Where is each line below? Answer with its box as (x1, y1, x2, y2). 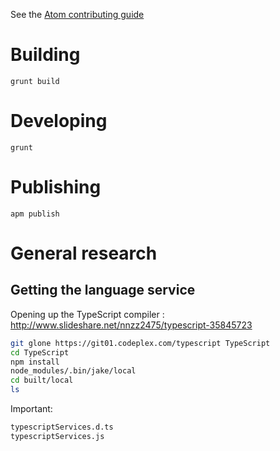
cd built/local (10, 375, 74, 386)
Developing (10, 110, 108, 133)
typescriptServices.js (10, 431, 105, 441)
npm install (10, 357, 60, 367)
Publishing (10, 176, 102, 199)
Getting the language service (10, 282, 196, 299)
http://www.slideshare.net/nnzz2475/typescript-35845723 (10, 319, 253, 331)
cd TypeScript (10, 347, 70, 358)
